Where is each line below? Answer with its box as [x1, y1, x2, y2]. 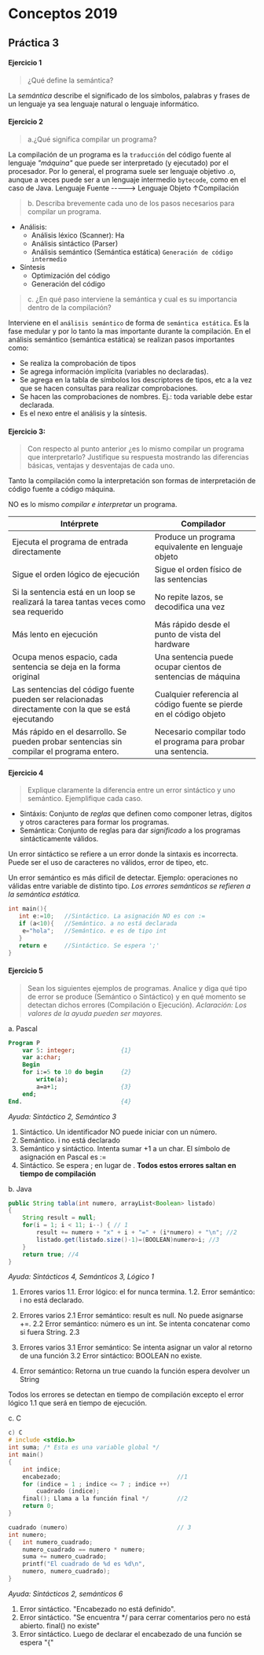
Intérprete [60, 519, 99, 530]
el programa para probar [154, 737, 245, 748]
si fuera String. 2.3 [19, 1328, 80, 1337]
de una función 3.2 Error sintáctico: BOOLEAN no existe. [19, 1351, 203, 1361]
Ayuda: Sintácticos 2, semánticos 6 [8, 1589, 123, 1598]
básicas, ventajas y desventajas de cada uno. [27, 461, 175, 471]
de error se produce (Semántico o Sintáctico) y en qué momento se [27, 992, 246, 1001]
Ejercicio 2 [8, 117, 43, 127]
